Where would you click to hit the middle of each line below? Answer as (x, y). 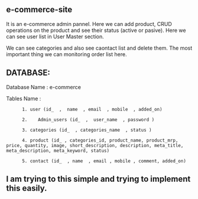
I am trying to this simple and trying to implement (98, 179)
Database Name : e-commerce (44, 87)
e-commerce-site (39, 10)
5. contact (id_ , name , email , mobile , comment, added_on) (104, 161)
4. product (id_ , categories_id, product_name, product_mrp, (100, 140)
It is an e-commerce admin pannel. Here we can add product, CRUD (89, 24)
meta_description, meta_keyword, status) (58, 151)
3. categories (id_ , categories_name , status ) (87, 130)
